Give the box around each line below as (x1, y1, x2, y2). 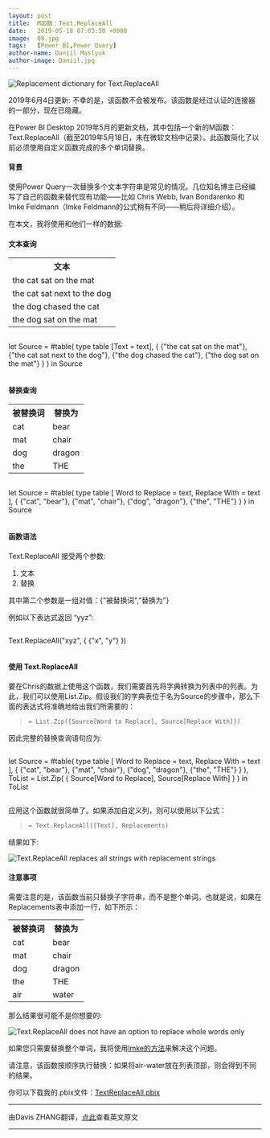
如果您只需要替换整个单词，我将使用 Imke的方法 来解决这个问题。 (8, 1043, 222, 1053)
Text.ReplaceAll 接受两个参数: (8, 551, 106, 561)
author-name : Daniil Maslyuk (8, 49, 106, 57)
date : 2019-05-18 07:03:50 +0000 (8, 27, 128, 35)
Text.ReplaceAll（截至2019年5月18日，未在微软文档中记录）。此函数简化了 (8, 132, 252, 142)
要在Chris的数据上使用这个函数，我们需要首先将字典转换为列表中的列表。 (8, 681, 252, 691)
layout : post (8, 11, 52, 20)
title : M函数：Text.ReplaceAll (8, 19, 113, 27)
